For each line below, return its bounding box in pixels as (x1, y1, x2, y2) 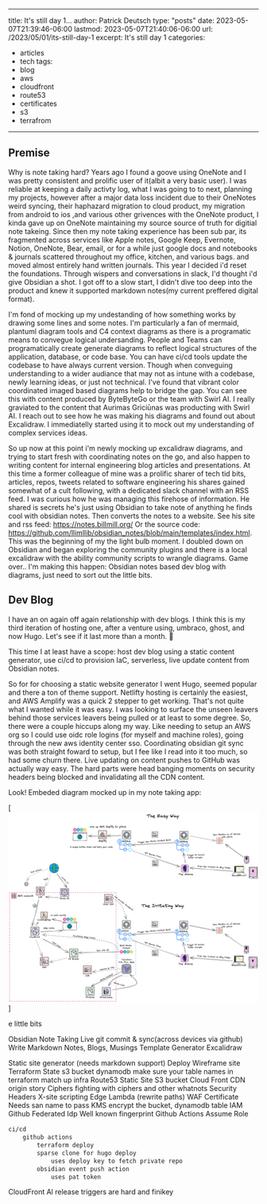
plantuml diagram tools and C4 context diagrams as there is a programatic (8, 326, 252, 336)
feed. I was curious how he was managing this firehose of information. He (8, 494, 250, 504)
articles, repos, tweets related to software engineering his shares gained (8, 477, 246, 486)
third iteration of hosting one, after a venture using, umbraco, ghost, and (8, 622, 245, 633)
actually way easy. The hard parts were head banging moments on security (8, 763, 256, 773)
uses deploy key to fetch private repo (50, 1157, 183, 1165)
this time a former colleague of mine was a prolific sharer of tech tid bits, (8, 469, 246, 478)
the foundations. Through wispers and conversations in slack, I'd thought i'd (8, 268, 257, 279)
